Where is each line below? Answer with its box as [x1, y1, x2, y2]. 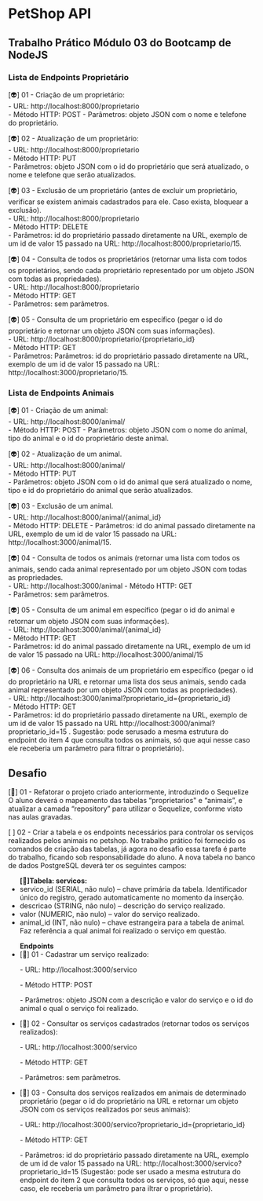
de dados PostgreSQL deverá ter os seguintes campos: [8, 860, 187, 870]
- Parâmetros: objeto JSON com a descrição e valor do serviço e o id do [19, 995, 254, 1005]
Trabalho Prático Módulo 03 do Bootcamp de [8, 36, 232, 49]
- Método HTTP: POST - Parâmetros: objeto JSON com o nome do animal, [8, 425, 248, 435]
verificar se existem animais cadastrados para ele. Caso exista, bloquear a [8, 197, 249, 206]
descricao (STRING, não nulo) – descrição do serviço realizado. [19, 900, 225, 911]
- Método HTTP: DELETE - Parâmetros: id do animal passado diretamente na [8, 521, 256, 531]
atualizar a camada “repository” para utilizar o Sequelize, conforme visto [8, 804, 243, 813]
